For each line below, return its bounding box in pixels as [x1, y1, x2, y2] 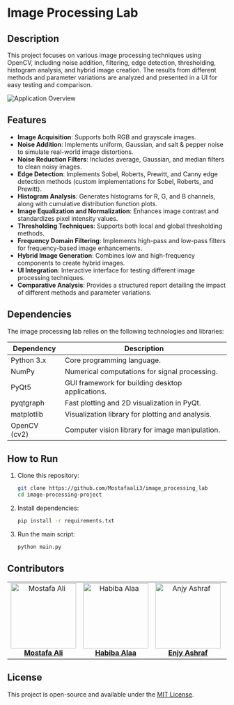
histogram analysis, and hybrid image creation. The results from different [7, 66, 217, 74]
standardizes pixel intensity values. [17, 214, 118, 222]
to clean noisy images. [17, 162, 82, 171]
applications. [65, 387, 107, 396]
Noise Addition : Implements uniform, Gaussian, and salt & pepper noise [17, 140, 224, 148]
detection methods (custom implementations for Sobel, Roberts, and [17, 177, 214, 185]
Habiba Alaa [95, 648, 137, 658]
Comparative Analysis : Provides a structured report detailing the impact [17, 281, 226, 289]
